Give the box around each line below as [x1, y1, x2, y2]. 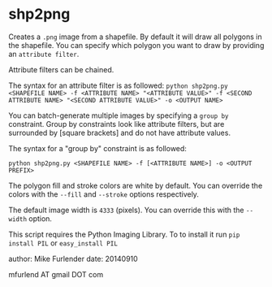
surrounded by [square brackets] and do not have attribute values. [8, 128, 231, 137]
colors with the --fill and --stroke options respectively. [8, 189, 199, 199]
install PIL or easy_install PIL [8, 237, 118, 248]
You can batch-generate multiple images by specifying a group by [8, 111, 229, 120]
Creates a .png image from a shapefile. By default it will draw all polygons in [8, 32, 262, 41]
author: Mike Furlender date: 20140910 [8, 254, 138, 263]
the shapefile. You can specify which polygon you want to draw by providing [8, 40, 265, 50]
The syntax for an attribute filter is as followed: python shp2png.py [8, 80, 229, 90]
